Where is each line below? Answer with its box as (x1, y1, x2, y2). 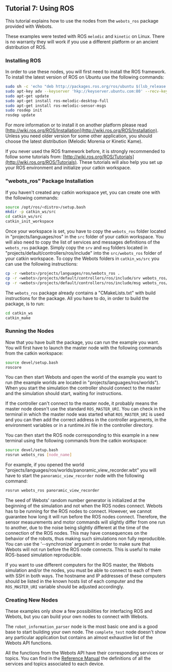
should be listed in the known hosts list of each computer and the (5, 578, 143, 585)
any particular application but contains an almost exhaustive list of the (5, 634, 153, 641)
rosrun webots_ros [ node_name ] (5, 452, 72, 458)
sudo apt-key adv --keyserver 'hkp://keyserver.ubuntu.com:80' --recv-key (5, 88, 168, 94)
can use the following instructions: (5, 261, 78, 267)
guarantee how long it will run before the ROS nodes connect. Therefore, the (5, 514, 167, 520)
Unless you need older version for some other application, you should (5, 133, 153, 139)
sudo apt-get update (5, 94, 50, 99)
